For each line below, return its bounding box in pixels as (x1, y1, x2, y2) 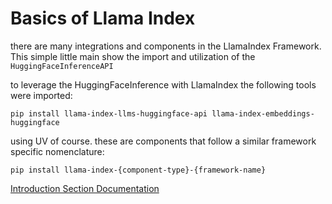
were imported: (10, 89, 73, 101)
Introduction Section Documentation (10, 182, 160, 194)
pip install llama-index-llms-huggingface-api (10, 108, 208, 119)
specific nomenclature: (10, 145, 105, 157)
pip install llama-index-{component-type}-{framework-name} (10, 165, 267, 175)
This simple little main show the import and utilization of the (10, 50, 256, 62)
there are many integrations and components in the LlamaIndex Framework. (10, 40, 322, 52)
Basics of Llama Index (10, 7, 196, 30)
